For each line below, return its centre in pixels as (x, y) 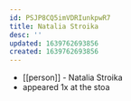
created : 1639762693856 (54, 52)
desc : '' (26, 35)
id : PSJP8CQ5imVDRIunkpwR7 (60, 18)
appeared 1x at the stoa (66, 87)
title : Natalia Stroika (54, 26)
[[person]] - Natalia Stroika (73, 77)
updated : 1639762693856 (54, 43)
